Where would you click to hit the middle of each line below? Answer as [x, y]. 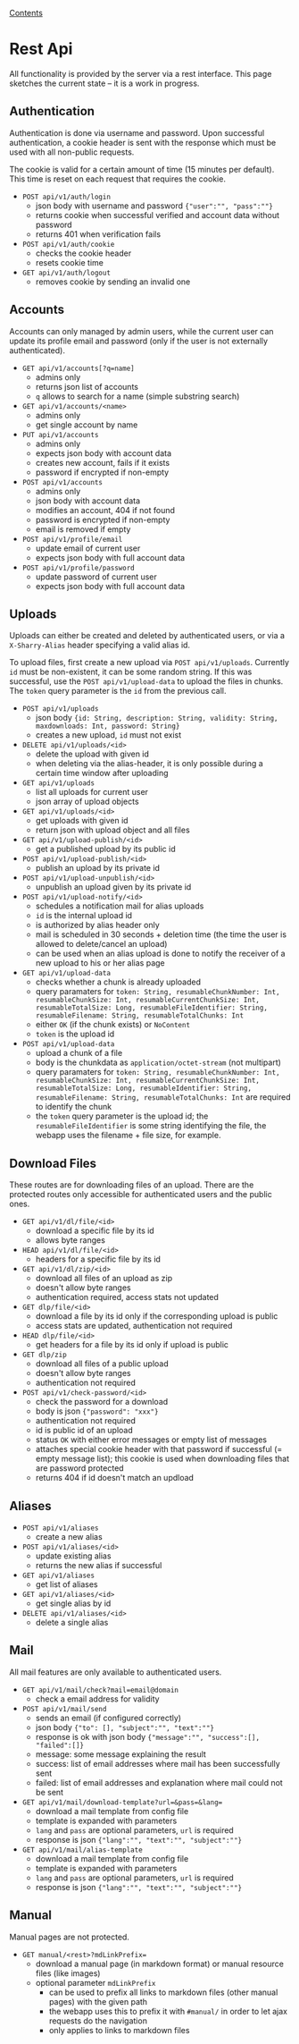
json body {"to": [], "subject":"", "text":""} [125, 1727]
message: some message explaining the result [121, 1754]
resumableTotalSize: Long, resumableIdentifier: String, [144, 1089]
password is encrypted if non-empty [103, 519]
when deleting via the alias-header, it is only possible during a [149, 764]
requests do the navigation [98, 2021]
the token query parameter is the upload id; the [122, 1116]
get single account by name [87, 425]
